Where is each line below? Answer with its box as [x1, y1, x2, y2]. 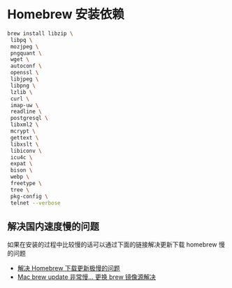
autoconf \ [10, 62, 42, 70]
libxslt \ [10, 141, 39, 148]
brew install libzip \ [7, 29, 73, 37]
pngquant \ [10, 50, 42, 57]
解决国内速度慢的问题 [7, 220, 99, 232]
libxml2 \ [10, 121, 39, 128]
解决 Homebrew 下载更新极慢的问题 [17, 264, 120, 273]
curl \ [10, 95, 30, 102]
